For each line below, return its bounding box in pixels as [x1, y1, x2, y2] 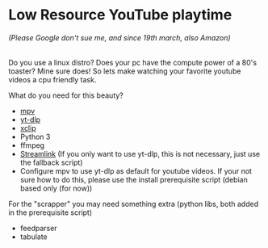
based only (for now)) [19, 183, 93, 193]
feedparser [19, 224, 58, 233]
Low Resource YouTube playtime [8, 6, 232, 24]
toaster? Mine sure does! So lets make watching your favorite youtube [8, 66, 241, 76]
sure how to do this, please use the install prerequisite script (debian [19, 175, 248, 185]
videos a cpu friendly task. [8, 75, 97, 85]
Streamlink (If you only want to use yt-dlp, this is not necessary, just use [19, 149, 261, 159]
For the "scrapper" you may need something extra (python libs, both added [8, 200, 259, 209]
